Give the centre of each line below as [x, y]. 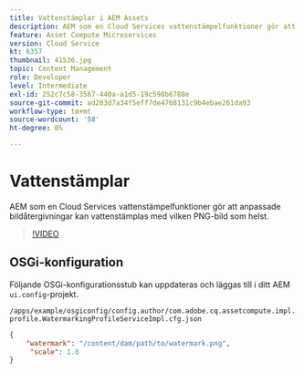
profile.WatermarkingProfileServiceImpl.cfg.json [106, 319]
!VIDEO [45, 233]
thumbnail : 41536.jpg [51, 60]
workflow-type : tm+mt [51, 111]
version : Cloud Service [55, 43]
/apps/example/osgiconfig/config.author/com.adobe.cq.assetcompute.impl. [153, 311]
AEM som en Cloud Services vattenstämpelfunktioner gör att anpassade [145, 206]
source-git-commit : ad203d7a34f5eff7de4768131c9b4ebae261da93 [130, 103]
